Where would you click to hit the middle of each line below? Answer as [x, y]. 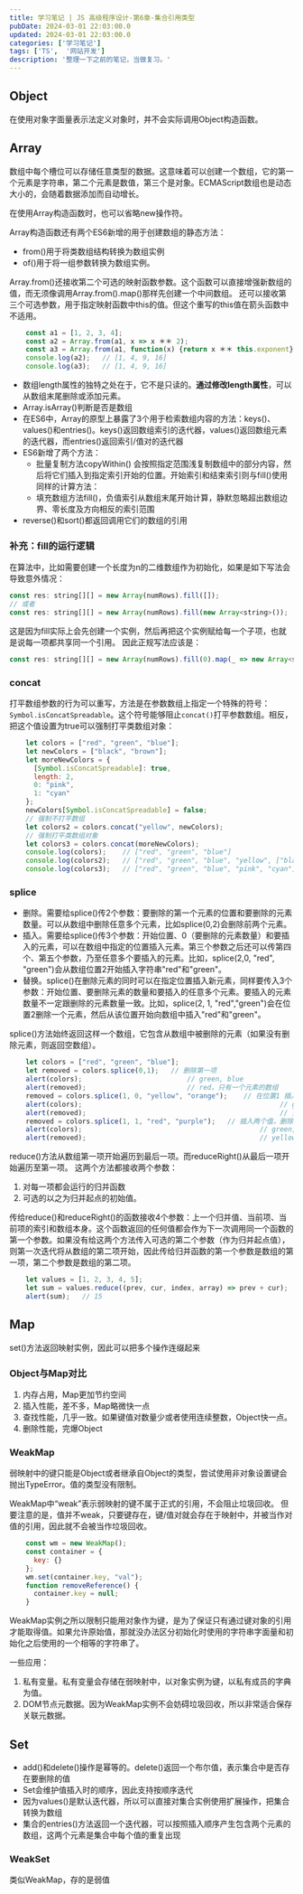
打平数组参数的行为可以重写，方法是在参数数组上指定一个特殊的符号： [140, 703]
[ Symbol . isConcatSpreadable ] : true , [102, 768]
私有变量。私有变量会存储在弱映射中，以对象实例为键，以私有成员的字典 [156, 1682]
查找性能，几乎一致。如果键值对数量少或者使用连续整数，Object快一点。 [157, 1417]
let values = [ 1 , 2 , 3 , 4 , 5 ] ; [84, 1280]
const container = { [64, 1552]
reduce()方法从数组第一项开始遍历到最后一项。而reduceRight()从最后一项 [146, 1157]
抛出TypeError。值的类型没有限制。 [75, 1485]
